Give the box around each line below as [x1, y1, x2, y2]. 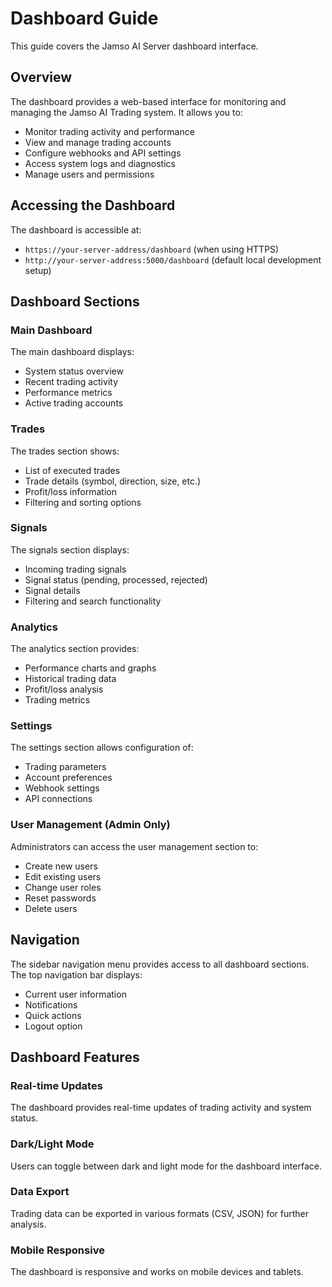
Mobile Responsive [10, 1243, 105, 1257]
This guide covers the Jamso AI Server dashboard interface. [10, 40, 259, 52]
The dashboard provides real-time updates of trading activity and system [10, 1102, 312, 1114]
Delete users [24, 902, 78, 914]
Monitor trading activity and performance [24, 125, 195, 137]
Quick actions [24, 1009, 82, 1021]
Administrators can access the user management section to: [10, 840, 259, 852]
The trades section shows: [10, 445, 120, 457]
